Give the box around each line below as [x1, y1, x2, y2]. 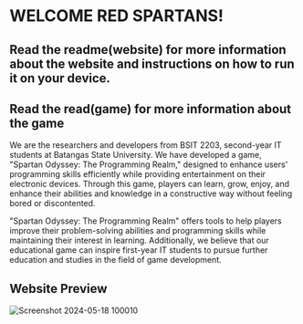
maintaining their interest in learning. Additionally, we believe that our [9, 235, 269, 246]
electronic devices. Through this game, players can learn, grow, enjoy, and [9, 179, 290, 190]
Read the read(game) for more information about [9, 101, 292, 117]
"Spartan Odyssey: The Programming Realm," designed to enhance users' [9, 159, 288, 170]
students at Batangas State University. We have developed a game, [9, 150, 262, 161]
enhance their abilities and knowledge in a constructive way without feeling [9, 188, 293, 199]
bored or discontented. [9, 198, 96, 209]
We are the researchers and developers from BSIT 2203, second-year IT [9, 140, 282, 151]
